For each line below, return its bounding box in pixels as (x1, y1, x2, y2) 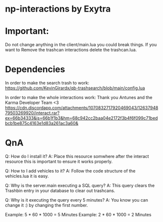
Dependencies (5, 64, 65, 75)
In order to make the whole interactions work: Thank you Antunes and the (5, 95, 152, 101)
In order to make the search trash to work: (5, 80, 90, 86)
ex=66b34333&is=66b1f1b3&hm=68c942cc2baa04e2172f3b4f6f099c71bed (5, 115, 158, 121)
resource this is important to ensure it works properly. (5, 159, 113, 164)
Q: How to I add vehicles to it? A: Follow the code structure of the (5, 168, 136, 173)
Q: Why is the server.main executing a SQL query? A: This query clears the (5, 183, 155, 188)
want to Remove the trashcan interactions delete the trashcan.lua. (5, 47, 137, 53)
